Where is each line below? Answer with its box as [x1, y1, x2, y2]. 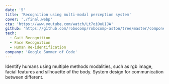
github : [5, 26, 22, 31]
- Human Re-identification [10, 45, 66, 50]
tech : [5, 31, 17, 36]
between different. [5, 74, 44, 80]
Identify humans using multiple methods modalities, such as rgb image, [5, 63, 153, 69]
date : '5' [5, 7, 26, 13]
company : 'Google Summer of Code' [5, 49, 78, 54]
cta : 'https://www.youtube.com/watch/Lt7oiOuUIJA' [5, 21, 114, 27]
